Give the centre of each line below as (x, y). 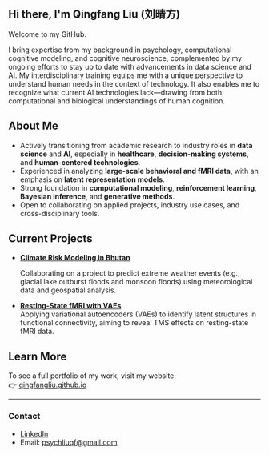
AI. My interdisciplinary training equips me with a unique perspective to (125, 75)
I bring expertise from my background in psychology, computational (120, 50)
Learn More (38, 356)
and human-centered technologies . (80, 162)
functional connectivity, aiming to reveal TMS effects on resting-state (134, 323)
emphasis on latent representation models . (92, 179)
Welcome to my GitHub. (47, 34)
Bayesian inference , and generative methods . (97, 196)
